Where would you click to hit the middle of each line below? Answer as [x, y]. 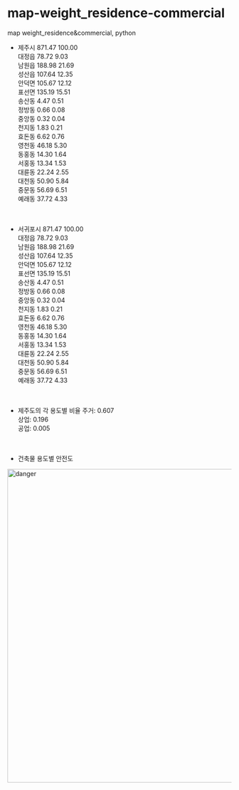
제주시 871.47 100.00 [48, 47]
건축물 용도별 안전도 [45, 458]
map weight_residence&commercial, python [72, 33]
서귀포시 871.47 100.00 [51, 228]
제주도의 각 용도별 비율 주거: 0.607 [66, 410]
